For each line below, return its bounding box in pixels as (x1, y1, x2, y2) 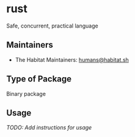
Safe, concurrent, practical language (6, 22, 99, 29)
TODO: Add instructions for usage (6, 124, 92, 131)
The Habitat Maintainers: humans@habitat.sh (15, 56, 130, 63)
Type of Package (6, 74, 72, 84)
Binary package (6, 90, 46, 97)
